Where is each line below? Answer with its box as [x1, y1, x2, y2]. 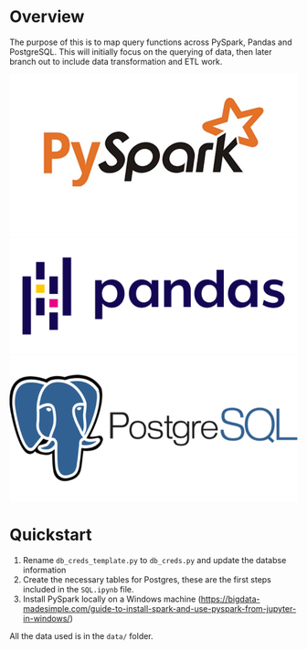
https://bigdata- [200, 593, 260, 604]
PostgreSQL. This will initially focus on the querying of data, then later [9, 46, 272, 57]
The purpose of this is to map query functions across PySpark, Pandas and [9, 37, 292, 47]
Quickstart [9, 525, 93, 545]
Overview [9, 6, 85, 27]
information [22, 564, 67, 576]
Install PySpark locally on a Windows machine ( [22, 593, 201, 604]
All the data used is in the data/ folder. [9, 631, 153, 642]
